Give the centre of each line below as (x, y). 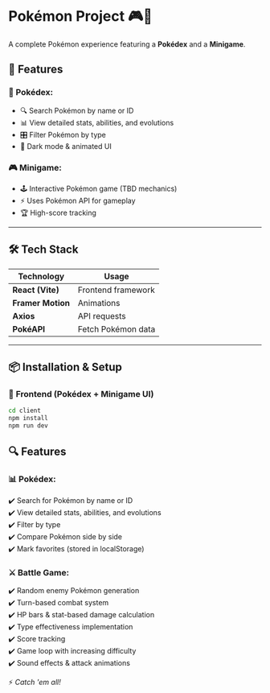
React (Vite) (36, 290)
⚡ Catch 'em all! (35, 683)
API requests (102, 316)
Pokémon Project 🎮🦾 (80, 16)
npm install (28, 419)
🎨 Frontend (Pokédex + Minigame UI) (81, 394)
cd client (25, 411)
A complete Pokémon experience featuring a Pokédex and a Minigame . (127, 44)
